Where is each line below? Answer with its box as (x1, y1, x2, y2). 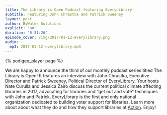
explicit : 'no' (5, 26, 37, 31)
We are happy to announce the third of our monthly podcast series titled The (5, 67, 162, 73)
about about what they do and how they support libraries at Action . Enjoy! (5, 104, 156, 110)
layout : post (5, 16, 32, 21)
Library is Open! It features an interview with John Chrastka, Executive (5, 72, 150, 78)
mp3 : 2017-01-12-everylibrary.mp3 (9, 44, 81, 49)
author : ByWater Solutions (5, 21, 61, 26)
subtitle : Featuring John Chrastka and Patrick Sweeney (5, 12, 123, 17)
